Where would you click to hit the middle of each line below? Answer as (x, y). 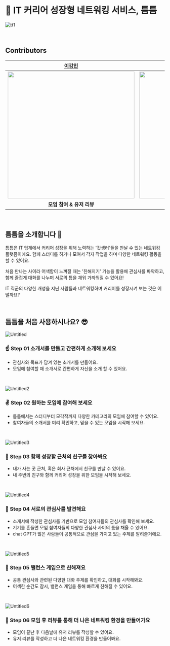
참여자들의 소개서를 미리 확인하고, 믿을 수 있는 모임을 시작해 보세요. (79, 422)
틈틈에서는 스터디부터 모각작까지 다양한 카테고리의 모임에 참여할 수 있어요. (86, 416)
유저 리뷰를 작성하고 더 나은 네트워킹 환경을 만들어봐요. (67, 639)
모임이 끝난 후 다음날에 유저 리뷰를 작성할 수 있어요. (63, 632)
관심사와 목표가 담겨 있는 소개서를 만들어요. (55, 362)
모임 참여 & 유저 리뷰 (71, 205)
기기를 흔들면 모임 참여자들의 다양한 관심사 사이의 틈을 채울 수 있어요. (81, 527)
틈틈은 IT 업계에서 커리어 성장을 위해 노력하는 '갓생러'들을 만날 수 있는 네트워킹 (83, 248)
